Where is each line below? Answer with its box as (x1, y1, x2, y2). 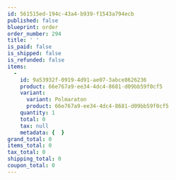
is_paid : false (7, 43, 52, 50)
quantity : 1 (20, 109, 55, 116)
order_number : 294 (7, 30, 61, 38)
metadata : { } (20, 129, 65, 136)
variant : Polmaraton (25, 96, 87, 103)
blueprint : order (7, 23, 59, 30)
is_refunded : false (7, 57, 65, 64)
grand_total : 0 (7, 135, 52, 142)
